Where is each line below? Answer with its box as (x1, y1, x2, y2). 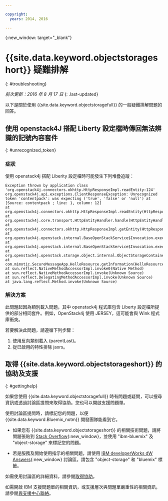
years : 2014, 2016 (9, 16, 48, 21)
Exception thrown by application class (5, 183, 88, 188)
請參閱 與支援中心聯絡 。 (5, 490, 53, 496)
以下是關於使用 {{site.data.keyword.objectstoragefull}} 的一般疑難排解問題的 (5, 102, 162, 108)
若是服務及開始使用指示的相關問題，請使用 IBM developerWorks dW (12, 450, 153, 456)
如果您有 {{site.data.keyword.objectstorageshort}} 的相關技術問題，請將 (12, 427, 161, 433)
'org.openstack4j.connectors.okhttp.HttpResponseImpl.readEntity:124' (5, 187, 155, 192)
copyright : (5, 11, 28, 16)
